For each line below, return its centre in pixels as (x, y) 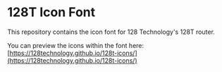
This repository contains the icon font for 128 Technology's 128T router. (111, 32)
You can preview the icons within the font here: (76, 45)
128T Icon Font (51, 12)
